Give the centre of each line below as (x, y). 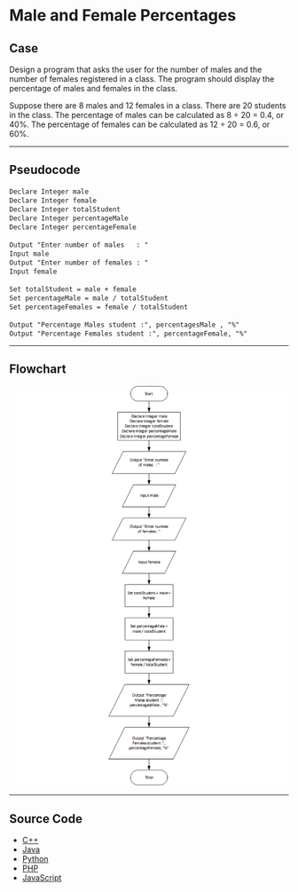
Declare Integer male (49, 192)
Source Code (46, 819)
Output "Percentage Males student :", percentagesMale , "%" (125, 325)
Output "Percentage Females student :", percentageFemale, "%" (129, 334)
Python (35, 859)
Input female (33, 272)
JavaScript (42, 878)
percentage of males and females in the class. (94, 88)
